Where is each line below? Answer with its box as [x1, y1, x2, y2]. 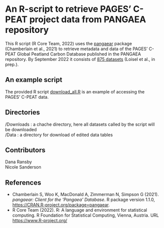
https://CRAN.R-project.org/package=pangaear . [12, 202, 110, 208]
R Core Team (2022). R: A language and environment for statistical [12, 207, 147, 213]
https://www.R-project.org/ [12, 218, 67, 224]
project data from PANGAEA [29, 14, 146, 25]
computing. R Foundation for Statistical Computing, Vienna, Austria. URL [12, 212, 159, 218]
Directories [5, 108, 40, 116]
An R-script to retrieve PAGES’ [5, 3, 131, 15]
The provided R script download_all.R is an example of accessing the [5, 88, 145, 94]
